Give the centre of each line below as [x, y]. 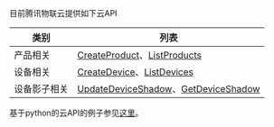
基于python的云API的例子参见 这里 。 [76, 113]
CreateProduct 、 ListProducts [139, 55]
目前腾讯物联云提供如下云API [63, 13]
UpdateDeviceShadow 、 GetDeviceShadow [169, 89]
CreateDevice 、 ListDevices [136, 72]
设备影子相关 [42, 89]
